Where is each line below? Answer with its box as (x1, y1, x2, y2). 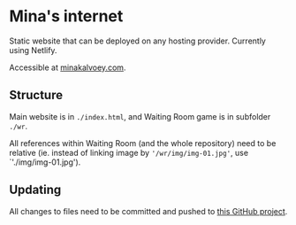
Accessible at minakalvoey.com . (9, 62, 126, 73)
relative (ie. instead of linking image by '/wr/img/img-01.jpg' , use (9, 147, 249, 158)
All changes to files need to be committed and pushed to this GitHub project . (9, 206, 288, 216)
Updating (9, 182, 62, 198)
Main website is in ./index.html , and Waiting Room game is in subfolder (9, 111, 271, 121)
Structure (9, 88, 64, 103)
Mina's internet (9, 6, 124, 27)
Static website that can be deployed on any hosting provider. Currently (9, 35, 267, 46)
